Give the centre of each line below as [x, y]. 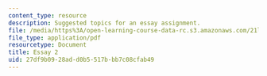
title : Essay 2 [33, 52]
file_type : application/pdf [55, 38]
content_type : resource [48, 15]
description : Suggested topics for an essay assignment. [104, 23]
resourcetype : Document [48, 45]
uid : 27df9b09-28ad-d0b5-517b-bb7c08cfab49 [81, 60]
